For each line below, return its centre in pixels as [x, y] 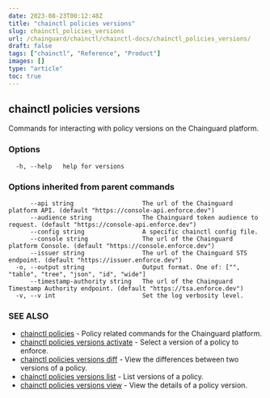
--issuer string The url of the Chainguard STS [139, 253]
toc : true [25, 76]
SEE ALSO [29, 315]
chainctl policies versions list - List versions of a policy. [112, 377]
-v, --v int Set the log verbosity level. [130, 296]
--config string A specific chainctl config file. [144, 232]
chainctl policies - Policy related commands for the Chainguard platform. [141, 334]
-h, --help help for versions [70, 166]
